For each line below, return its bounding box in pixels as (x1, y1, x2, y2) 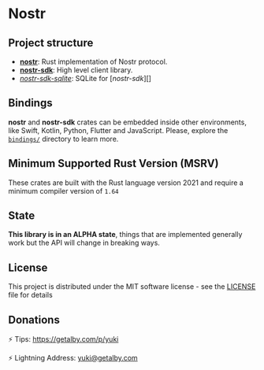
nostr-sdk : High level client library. (19, 65, 133, 75)
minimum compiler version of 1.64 (8, 186, 120, 195)
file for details (8, 290, 53, 300)
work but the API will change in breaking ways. (8, 238, 160, 248)
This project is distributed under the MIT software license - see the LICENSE (8, 282, 256, 291)
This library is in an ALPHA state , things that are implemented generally (8, 230, 243, 239)
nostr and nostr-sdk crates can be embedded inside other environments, (8, 117, 247, 127)
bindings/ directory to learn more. (8, 134, 119, 143)
